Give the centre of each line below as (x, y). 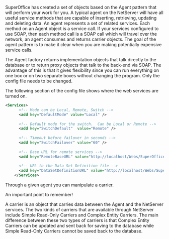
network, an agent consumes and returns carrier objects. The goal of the (81, 39)
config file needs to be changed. (39, 81)
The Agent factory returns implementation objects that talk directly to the (81, 59)
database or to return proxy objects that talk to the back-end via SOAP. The (83, 65)
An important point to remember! (39, 195)
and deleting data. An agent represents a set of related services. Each (77, 23)
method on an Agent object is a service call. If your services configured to (82, 29)
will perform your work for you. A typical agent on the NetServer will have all (84, 13)
